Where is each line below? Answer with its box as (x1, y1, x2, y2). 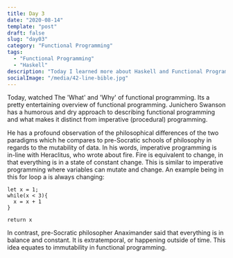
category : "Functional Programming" (7, 42, 113, 49)
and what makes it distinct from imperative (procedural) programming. (7, 116, 208, 124)
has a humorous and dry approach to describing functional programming (7, 108, 216, 116)
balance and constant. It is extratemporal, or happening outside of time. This (7, 236, 226, 244)
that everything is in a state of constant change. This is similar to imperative (7, 158, 223, 167)
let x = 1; (7, 186, 39, 194)
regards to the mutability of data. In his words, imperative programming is (7, 143, 217, 152)
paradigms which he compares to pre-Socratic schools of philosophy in (7, 136, 212, 145)
